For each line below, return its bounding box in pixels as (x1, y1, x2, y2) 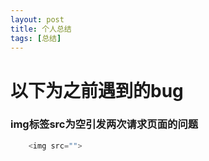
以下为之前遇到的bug (10, 79, 184, 102)
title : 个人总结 (10, 24, 72, 34)
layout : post (10, 14, 65, 25)
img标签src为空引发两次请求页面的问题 (10, 117, 199, 131)
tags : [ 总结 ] (10, 33, 62, 43)
